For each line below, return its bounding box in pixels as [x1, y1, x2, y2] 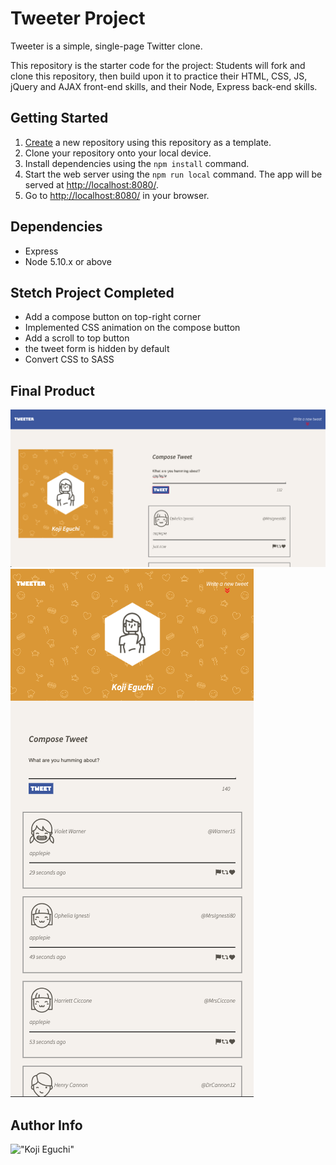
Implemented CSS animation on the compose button [24, 322, 241, 334]
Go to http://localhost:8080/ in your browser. [24, 189, 210, 201]
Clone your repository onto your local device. [24, 147, 212, 159]
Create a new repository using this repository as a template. [24, 136, 272, 148]
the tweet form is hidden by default [24, 343, 170, 355]
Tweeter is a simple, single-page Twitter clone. [10, 40, 203, 52]
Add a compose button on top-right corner [24, 311, 202, 323]
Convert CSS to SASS [24, 353, 115, 366]
